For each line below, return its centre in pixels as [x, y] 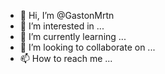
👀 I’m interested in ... [62, 26]
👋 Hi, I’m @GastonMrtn [67, 15]
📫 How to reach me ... [66, 58]
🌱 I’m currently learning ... [73, 36]
